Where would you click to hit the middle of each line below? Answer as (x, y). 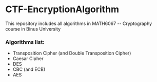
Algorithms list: (25, 42)
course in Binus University (33, 29)
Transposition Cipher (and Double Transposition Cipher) (72, 53)
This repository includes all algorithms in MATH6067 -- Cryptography (79, 23)
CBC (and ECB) (29, 69)
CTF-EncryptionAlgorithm (62, 9)
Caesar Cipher (28, 59)
